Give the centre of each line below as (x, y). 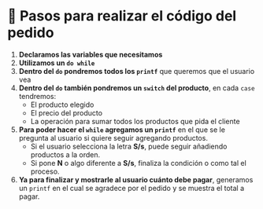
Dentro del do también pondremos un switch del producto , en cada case (137, 88)
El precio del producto (67, 112)
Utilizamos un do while (57, 63)
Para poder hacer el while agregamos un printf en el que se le (122, 130)
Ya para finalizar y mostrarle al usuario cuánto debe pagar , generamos (136, 179)
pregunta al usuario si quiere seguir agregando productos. (113, 137)
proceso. (45, 171)
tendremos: (37, 96)
